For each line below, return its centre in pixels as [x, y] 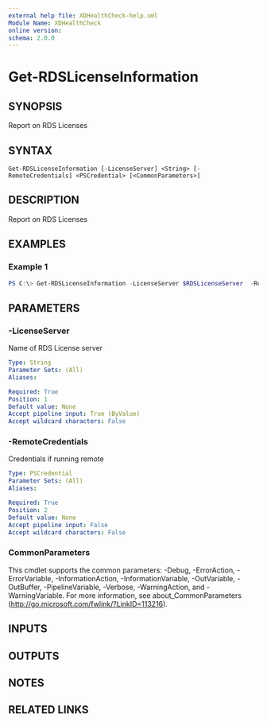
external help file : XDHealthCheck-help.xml [83, 16]
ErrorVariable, [31, 578]
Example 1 [28, 267]
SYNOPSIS [35, 106]
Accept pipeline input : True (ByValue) [74, 414]
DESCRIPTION [44, 200]
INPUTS [28, 629]
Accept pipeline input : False [58, 525]
